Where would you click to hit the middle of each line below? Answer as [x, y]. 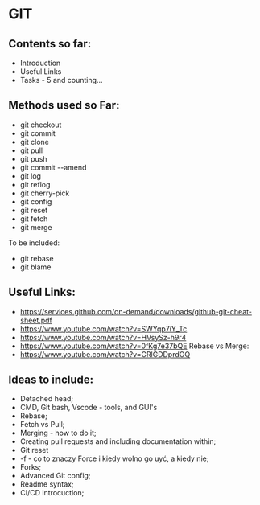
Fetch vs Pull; [42, 425]
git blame [35, 267]
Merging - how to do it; [58, 433]
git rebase [37, 258]
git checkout [41, 125]
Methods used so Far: [64, 105]
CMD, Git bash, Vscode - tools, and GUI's [89, 408]
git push [33, 158]
